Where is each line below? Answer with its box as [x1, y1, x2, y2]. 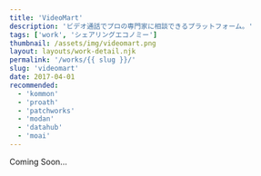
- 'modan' [17, 114, 55, 123]
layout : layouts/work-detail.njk [9, 47, 136, 56]
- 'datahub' [17, 123, 64, 132]
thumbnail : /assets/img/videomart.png [9, 38, 156, 48]
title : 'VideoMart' [9, 13, 84, 23]
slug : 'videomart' [9, 64, 79, 73]
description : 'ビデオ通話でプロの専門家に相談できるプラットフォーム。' [9, 22, 253, 31]
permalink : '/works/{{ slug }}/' [9, 55, 136, 64]
